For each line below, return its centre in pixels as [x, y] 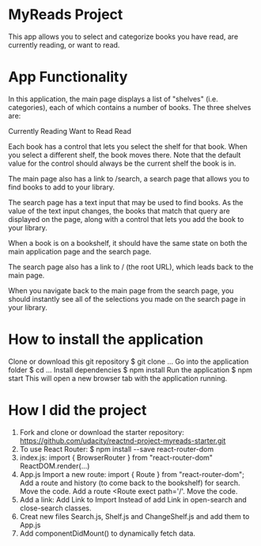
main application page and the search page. [80, 251]
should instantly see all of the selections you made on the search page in [127, 299]
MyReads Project [66, 15]
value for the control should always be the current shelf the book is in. [122, 163]
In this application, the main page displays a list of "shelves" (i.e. [113, 99]
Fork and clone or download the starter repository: [102, 432]
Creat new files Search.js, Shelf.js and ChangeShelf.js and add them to [134, 516]
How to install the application [106, 340]
